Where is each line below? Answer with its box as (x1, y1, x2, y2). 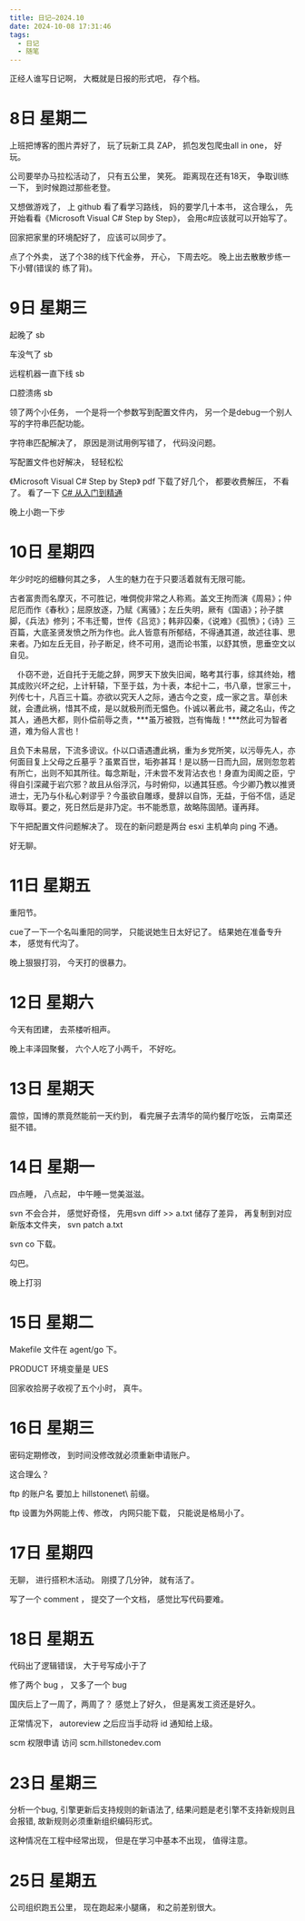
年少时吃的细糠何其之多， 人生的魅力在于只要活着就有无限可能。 (9, 573, 251, 584)
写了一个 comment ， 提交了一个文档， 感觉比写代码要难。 (9, 1593, 229, 1604)
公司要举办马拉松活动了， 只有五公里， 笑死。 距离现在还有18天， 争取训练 (9, 171, 290, 182)
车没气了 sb (9, 349, 53, 360)
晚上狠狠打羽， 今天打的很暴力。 (9, 957, 132, 968)
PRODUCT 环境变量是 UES (9, 1363, 109, 1374)
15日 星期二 (9, 1312, 94, 1333)
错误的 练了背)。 (35, 262, 98, 273)
